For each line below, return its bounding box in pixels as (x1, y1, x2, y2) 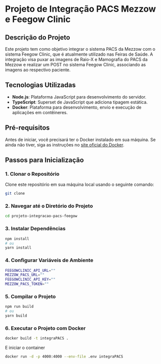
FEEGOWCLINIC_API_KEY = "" (5, 277, 56, 282)
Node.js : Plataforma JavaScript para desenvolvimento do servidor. (12, 94, 146, 100)
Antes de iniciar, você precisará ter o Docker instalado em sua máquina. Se (5, 137, 156, 142)
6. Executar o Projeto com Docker (5, 324, 86, 331)
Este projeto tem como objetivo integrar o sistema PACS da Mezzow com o (5, 46, 156, 52)
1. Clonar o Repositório (5, 170, 60, 177)
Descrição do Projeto (5, 33, 70, 41)
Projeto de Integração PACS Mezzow (5, 3, 156, 15)
